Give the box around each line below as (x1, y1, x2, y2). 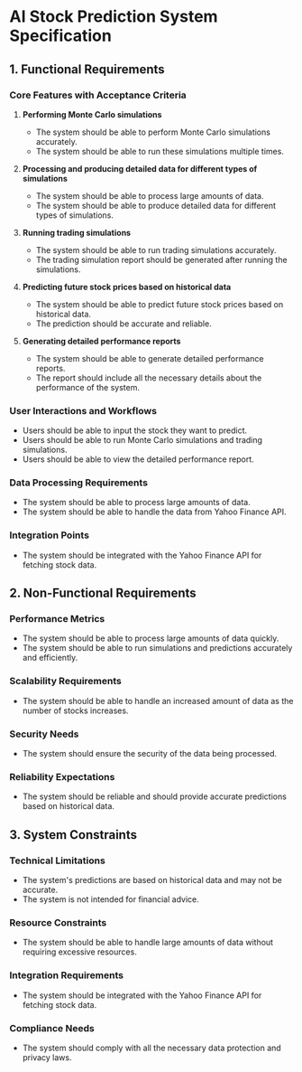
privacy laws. (22, 1051, 72, 1063)
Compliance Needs (9, 1021, 95, 1034)
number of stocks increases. (22, 705, 129, 716)
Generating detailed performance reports (22, 335, 181, 346)
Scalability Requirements (9, 675, 122, 688)
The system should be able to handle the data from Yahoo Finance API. (22, 506, 287, 517)
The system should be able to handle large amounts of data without (22, 937, 273, 948)
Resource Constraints (9, 916, 107, 928)
